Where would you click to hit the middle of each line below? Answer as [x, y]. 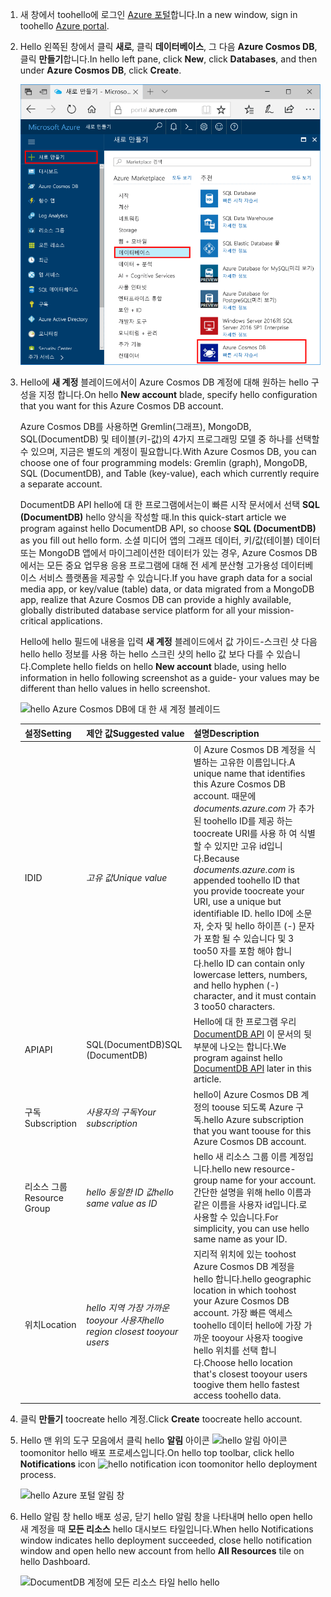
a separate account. [61, 484]
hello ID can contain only [254, 964]
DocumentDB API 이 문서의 [247, 1034]
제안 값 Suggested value [135, 733]
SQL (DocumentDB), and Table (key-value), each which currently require [169, 474]
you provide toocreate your [249, 891]
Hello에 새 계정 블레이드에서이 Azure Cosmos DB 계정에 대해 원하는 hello [164, 382]
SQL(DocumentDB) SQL [134, 1044]
